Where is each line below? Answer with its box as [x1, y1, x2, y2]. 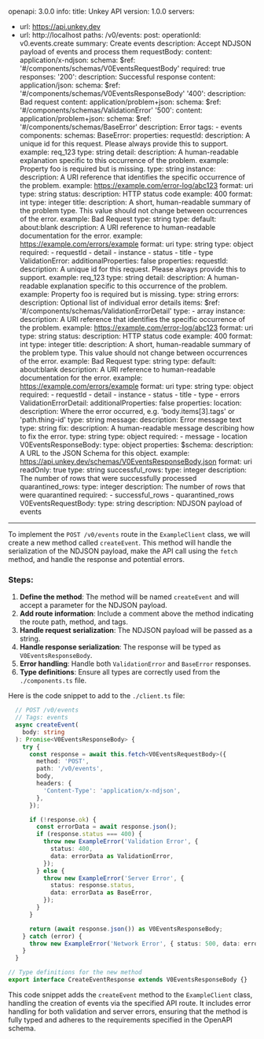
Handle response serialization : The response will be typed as [19, 642, 222, 652]
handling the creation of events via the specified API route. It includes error [8, 998, 251, 1008]
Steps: [8, 574, 34, 585]
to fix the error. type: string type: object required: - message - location [19, 432, 247, 441]
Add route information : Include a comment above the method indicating [19, 609, 254, 619]
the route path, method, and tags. [19, 617, 128, 627]
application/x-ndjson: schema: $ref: [19, 55, 136, 65]
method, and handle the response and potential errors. [8, 555, 185, 564]
